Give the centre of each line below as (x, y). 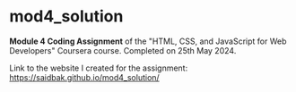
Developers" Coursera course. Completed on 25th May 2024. (123, 50)
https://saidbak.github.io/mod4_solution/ (84, 77)
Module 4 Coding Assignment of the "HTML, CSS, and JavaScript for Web (148, 41)
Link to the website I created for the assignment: (99, 68)
